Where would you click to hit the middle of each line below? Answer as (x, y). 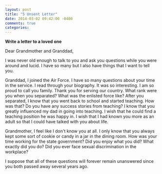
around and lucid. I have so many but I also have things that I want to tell (77, 66)
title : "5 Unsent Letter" (31, 14)
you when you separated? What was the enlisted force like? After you (74, 96)
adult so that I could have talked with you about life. (57, 122)
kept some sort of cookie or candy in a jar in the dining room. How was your (81, 136)
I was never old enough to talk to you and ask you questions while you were (81, 60)
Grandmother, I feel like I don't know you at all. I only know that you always (80, 131)
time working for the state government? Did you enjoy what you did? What (80, 141)
